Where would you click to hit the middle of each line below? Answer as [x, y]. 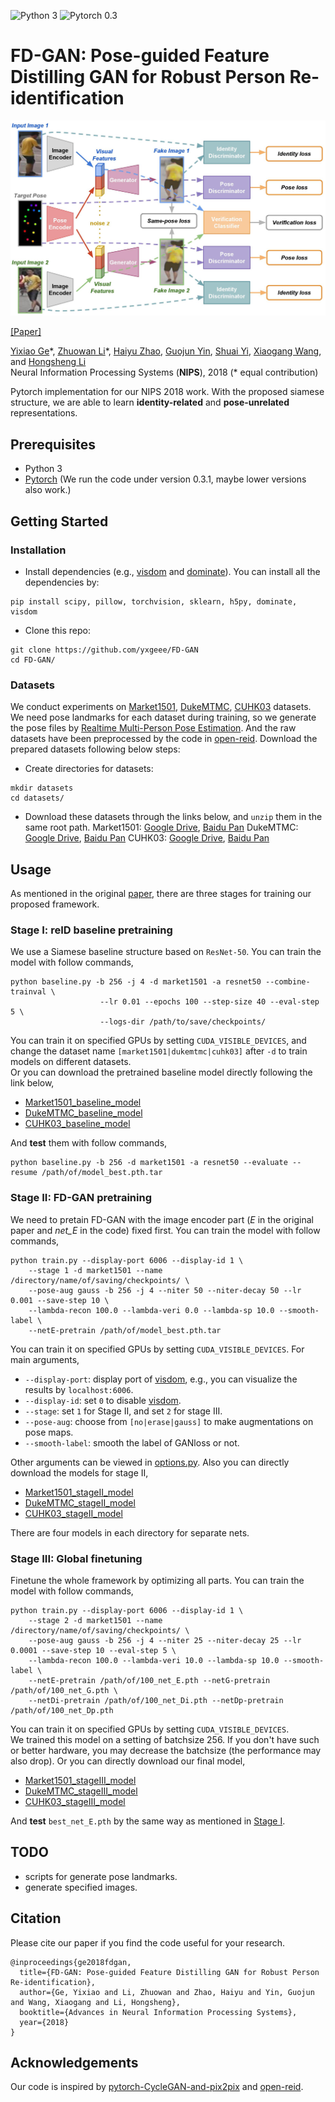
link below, [32, 1083]
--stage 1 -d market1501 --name [95, 1270]
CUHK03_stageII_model [73, 1513]
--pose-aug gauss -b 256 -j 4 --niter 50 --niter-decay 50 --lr [165, 1290]
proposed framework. [55, 904]
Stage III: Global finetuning [76, 1558]
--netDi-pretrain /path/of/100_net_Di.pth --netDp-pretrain [156, 1700]
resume [24, 1173]
